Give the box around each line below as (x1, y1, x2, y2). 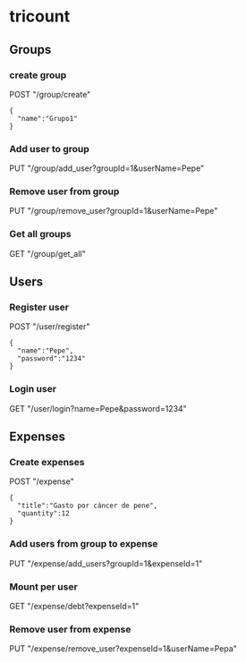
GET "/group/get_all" (9, 248, 87, 259)
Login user (9, 383, 56, 395)
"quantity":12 (17, 509, 70, 518)
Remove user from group (9, 185, 120, 198)
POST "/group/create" (9, 89, 91, 99)
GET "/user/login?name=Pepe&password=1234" (9, 403, 188, 413)
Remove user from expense (9, 623, 131, 635)
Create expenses (9, 456, 85, 469)
